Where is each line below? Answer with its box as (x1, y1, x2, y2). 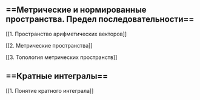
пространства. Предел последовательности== (5, 14, 195, 25)
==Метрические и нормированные (5, 5, 147, 15)
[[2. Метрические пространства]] (5, 42, 93, 49)
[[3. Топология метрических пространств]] (5, 54, 118, 61)
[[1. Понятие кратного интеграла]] (5, 87, 94, 94)
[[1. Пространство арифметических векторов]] (5, 30, 127, 37)
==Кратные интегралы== (5, 71, 108, 81)
